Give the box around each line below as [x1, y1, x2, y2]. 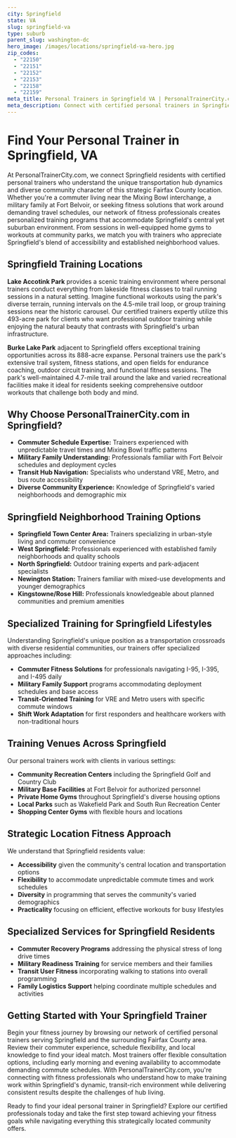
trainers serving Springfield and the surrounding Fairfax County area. [7, 1036, 207, 1044]
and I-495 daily [17, 672, 62, 681]
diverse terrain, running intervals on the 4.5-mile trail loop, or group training [7, 299, 226, 308]
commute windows [17, 703, 73, 711]
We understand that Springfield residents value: [7, 846, 145, 855]
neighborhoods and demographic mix [17, 490, 127, 499]
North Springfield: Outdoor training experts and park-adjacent [17, 559, 199, 568]
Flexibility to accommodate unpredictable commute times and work [17, 875, 214, 884]
